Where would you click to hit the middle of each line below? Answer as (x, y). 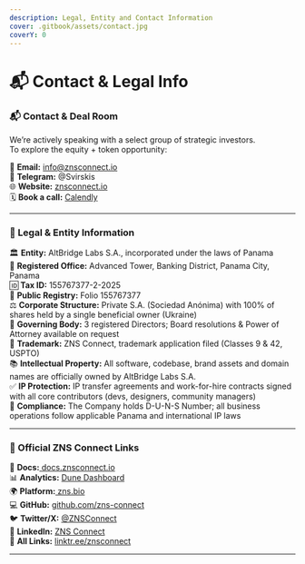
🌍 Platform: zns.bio (47, 491)
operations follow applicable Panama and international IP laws (125, 416)
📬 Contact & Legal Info (99, 81)
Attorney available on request (64, 334)
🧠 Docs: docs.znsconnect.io (62, 468)
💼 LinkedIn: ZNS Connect (57, 531)
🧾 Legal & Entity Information (72, 233)
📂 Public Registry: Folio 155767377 (75, 295)
